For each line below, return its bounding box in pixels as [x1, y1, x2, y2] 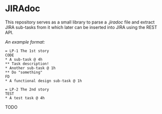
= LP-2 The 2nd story [5, 87, 49, 92]
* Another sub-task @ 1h [5, 66, 56, 70]
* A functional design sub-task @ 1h [5, 78, 82, 83]
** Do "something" [5, 69, 43, 75]
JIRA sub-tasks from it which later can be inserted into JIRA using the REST [5, 24, 158, 30]
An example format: [5, 39, 45, 45]
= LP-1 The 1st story [5, 48, 49, 53]
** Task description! [5, 61, 49, 66]
